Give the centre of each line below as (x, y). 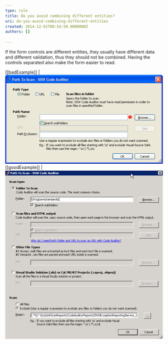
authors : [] (17, 32)
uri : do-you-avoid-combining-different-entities (57, 21)
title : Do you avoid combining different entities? (60, 16)
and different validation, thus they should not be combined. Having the (78, 57)
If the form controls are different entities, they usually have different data (80, 52)
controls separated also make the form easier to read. (60, 62)
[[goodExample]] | (24, 167)
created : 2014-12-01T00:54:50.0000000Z (47, 27)
